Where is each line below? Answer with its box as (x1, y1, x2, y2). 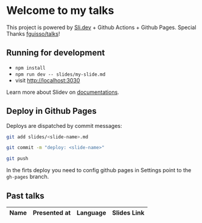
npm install (15, 65, 46, 71)
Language (76, 208, 106, 217)
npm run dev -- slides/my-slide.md (15, 71, 106, 78)
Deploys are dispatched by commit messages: (6, 122, 123, 129)
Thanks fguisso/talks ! (6, 30, 60, 37)
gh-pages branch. (6, 173, 49, 181)
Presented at (32, 208, 71, 217)
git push (6, 156, 29, 162)
